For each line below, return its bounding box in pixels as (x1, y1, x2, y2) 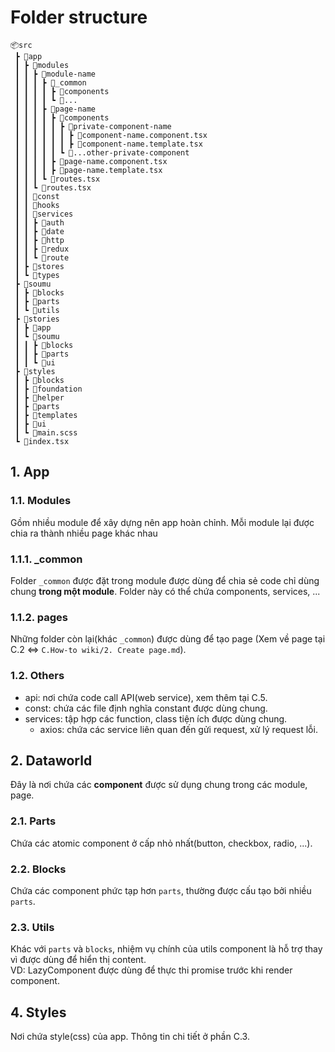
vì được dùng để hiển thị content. (10, 954, 147, 966)
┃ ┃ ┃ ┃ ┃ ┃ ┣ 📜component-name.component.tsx (14, 130, 208, 140)
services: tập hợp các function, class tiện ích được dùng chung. (24, 712, 288, 725)
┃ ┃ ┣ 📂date (14, 226, 65, 236)
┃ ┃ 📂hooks (14, 200, 60, 210)
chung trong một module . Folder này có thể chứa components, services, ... (10, 585, 321, 597)
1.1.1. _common (10, 552, 83, 566)
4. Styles (10, 1004, 67, 1021)
